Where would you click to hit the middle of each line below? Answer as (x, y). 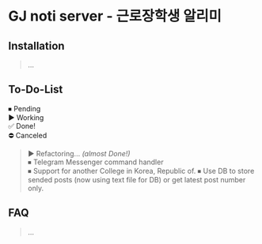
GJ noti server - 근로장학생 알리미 (115, 16)
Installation (36, 45)
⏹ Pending (25, 108)
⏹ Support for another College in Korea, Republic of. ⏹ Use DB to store (141, 171)
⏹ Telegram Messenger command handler (95, 162)
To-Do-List (36, 90)
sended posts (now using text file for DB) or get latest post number (137, 179)
